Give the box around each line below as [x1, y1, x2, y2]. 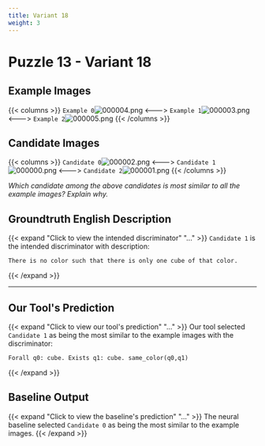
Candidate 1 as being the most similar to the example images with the [8, 330, 234, 339]
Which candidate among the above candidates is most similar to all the [8, 181, 241, 190]
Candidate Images [8, 136, 100, 150]
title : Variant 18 [8, 11, 69, 20]
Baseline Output [8, 391, 89, 404]
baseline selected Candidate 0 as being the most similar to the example [8, 420, 240, 429]
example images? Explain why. [8, 189, 109, 199]
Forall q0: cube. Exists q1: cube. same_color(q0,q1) [8, 354, 189, 362]
